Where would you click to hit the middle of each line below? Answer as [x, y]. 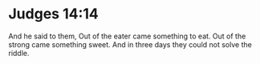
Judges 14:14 [53, 14]
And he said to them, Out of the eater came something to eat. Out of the [127, 36]
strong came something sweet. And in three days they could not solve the [130, 44]
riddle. [19, 53]
